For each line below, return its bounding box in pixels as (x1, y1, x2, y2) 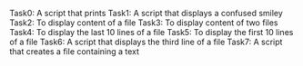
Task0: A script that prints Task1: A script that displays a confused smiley (9, 8, 284, 18)
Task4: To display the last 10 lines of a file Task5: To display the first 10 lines (9, 27, 294, 37)
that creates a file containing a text (9, 46, 139, 57)
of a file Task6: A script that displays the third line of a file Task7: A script (9, 36, 283, 47)
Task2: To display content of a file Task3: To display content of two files (9, 17, 278, 28)
